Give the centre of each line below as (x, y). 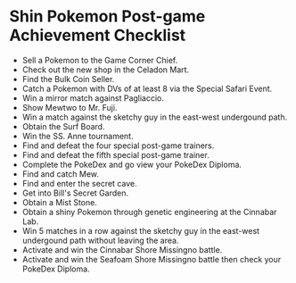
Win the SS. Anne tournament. (78, 136)
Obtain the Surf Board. (63, 126)
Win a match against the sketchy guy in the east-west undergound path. (155, 117)
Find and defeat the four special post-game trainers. (118, 146)
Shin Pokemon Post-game (107, 17)
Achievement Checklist (98, 35)
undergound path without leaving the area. (100, 240)
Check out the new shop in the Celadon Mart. (106, 70)
